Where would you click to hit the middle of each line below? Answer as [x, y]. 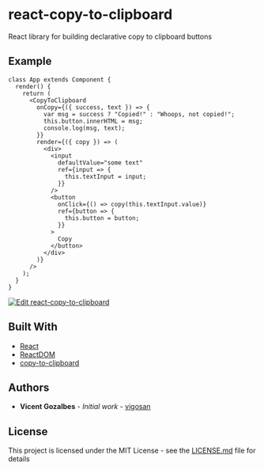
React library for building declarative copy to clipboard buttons [110, 36]
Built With [33, 327]
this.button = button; [102, 218]
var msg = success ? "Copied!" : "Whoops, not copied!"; [139, 114]
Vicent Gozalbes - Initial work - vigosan [85, 407]
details [19, 459]
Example [30, 61]
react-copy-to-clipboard [91, 15]
